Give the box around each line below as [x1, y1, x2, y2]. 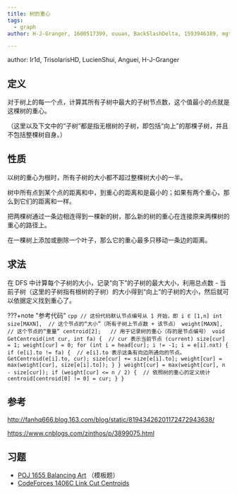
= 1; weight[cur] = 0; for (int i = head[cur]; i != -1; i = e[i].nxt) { [7, 342, 229, 349]
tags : [7, 17, 23, 24]
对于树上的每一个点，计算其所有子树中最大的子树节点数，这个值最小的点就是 [7, 98, 230, 107]
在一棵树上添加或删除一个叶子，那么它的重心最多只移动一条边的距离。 [7, 236, 212, 244]
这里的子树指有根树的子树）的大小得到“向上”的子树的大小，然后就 [31, 287, 224, 296]
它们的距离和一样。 [19, 197, 75, 205]
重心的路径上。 [7, 220, 51, 229]
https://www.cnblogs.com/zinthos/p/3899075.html [7, 428, 155, 438]
